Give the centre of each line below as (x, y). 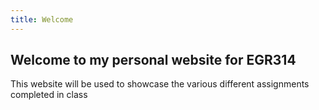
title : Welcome (42, 19)
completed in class (49, 95)
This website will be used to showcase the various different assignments (160, 84)
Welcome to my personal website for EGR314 (153, 60)
